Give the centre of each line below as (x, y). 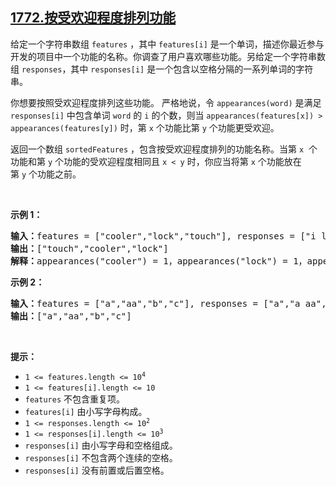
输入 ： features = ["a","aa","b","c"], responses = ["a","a (155, 303)
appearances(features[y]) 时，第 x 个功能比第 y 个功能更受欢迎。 (145, 127)
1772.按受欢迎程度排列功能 (93, 18)
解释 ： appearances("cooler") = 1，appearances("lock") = (149, 261)
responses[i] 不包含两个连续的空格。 (101, 457)
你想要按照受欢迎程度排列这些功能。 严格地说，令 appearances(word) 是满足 (166, 102)
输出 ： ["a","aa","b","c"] (71, 316)
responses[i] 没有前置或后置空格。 (97, 470)
